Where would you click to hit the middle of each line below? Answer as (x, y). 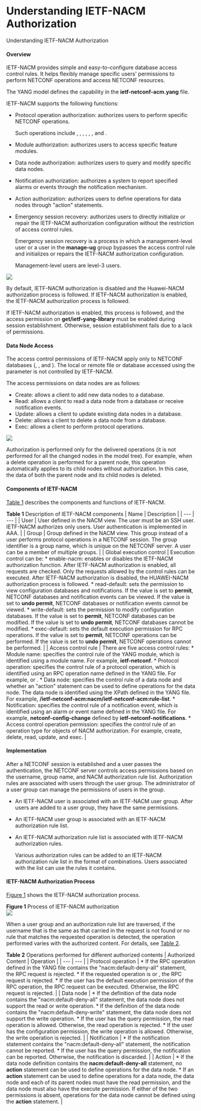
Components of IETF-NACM (42, 489)
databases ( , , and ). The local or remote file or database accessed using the (100, 365)
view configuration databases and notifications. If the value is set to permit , (100, 590)
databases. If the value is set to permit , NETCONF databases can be (91, 615)
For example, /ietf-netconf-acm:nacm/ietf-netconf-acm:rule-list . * (91, 699)
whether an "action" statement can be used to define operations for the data (101, 686)
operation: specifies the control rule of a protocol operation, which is (91, 666)
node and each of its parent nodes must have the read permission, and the (98, 1082)
